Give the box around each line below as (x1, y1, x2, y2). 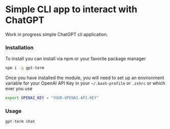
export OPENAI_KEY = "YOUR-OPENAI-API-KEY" (5, 95, 99, 100)
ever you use (5, 86, 33, 92)
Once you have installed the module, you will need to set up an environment (5, 75, 164, 81)
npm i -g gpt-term (5, 65, 44, 71)
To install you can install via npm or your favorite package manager (5, 56, 146, 62)
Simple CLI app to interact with (5, 4, 137, 15)
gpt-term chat (5, 119, 36, 124)
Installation (5, 44, 34, 51)
